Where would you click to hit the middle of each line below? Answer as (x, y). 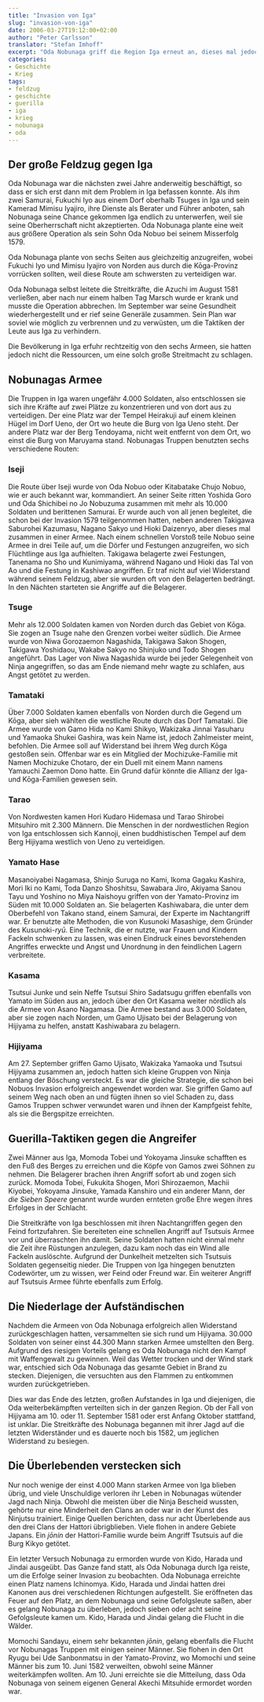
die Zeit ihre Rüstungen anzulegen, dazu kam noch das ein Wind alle (119, 1248)
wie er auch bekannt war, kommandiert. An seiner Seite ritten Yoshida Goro (130, 495)
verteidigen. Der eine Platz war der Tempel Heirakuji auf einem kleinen (122, 415)
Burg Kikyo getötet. (39, 1543)
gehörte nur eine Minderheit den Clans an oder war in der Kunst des (119, 1510)
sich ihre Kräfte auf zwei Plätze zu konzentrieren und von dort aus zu (120, 407)
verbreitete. (27, 955)
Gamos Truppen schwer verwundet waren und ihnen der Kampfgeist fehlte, (130, 1106)
